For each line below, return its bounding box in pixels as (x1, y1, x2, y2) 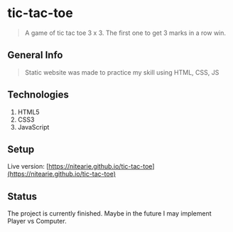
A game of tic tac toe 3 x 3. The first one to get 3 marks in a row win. (24, 28, 226, 37)
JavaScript (17, 122, 50, 131)
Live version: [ (7, 162, 49, 171)
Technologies (7, 89, 70, 101)
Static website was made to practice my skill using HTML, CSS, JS (24, 68, 220, 76)
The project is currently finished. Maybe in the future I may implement (7, 209, 212, 218)
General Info (7, 49, 63, 61)
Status (7, 190, 38, 202)
